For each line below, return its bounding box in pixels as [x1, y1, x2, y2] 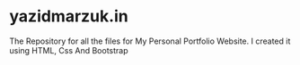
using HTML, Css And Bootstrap [9, 45, 128, 55]
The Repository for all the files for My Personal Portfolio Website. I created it [9, 36, 291, 46]
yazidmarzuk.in [9, 6, 128, 27]
